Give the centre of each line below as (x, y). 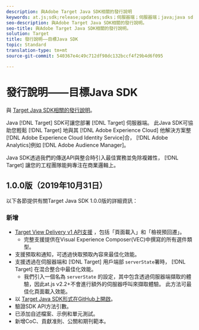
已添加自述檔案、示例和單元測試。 (56, 313)
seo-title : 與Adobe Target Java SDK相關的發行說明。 (69, 28)
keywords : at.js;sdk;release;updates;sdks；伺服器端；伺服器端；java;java (96, 17)
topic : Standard (26, 45)
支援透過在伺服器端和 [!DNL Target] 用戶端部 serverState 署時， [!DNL (100, 262)
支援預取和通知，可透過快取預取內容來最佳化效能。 (77, 254)
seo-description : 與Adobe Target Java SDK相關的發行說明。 (77, 23)
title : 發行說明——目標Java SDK (42, 39)
